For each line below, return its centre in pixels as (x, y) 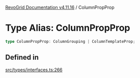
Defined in (22, 57)
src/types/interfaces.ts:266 (34, 70)
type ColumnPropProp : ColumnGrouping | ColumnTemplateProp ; (71, 41)
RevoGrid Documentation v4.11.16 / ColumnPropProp (60, 7)
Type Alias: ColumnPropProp (68, 28)
